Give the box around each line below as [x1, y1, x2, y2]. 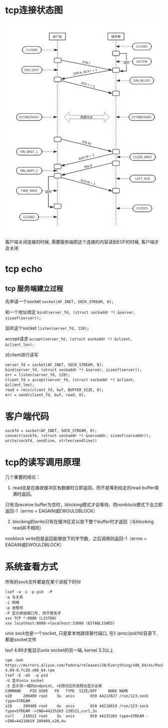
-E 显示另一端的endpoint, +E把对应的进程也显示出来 [5, 683, 102, 689]
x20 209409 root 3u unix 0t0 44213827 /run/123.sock [5, 693, 149, 699]
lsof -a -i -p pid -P [5, 590, 52, 595]
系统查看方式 [5, 561, 58, 572]
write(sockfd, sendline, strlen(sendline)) [5, 439, 97, 444]
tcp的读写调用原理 [5, 457, 81, 468]
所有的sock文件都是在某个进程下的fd [5, 579, 81, 585]
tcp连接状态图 [5, 5, 63, 16]
